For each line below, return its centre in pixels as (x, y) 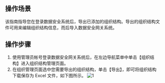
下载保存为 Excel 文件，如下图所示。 (49, 75)
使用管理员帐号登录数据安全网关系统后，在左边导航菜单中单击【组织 (81, 57)
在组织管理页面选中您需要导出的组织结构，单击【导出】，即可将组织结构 (84, 69)
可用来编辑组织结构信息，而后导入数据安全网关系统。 (63, 27)
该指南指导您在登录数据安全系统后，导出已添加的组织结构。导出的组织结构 (80, 21)
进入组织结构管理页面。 (45, 63)
